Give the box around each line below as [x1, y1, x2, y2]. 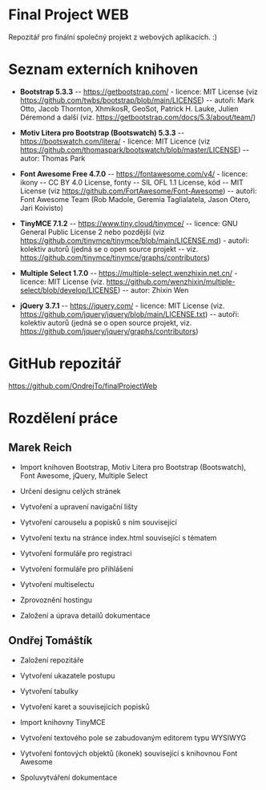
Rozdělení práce [8, 409, 119, 427]
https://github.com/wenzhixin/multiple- [106, 277, 236, 286]
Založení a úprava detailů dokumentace [19, 610, 151, 620]
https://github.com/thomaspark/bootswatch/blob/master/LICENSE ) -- [19, 144, 250, 154]
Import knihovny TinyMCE [19, 717, 106, 727]
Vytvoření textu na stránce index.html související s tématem [19, 533, 217, 542]
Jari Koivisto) [19, 203, 64, 213]
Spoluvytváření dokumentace [19, 772, 118, 782]
